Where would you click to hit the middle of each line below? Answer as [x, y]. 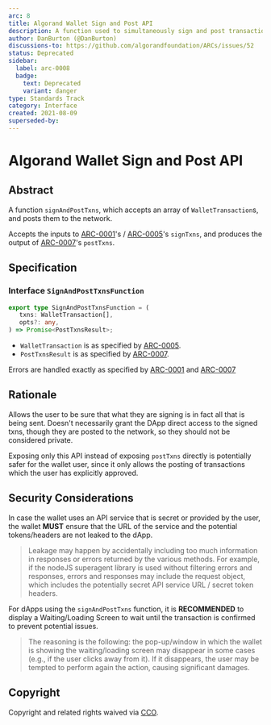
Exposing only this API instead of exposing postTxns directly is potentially [130, 456]
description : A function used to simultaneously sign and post [117, 31]
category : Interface [43, 106]
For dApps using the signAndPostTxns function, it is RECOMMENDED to [126, 609]
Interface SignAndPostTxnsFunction [76, 291]
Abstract [31, 190]
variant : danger [50, 91]
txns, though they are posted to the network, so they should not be [119, 431]
